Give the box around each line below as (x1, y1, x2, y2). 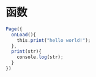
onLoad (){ (11, 32, 36, 38)
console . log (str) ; (17, 54, 64, 61)
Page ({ (6, 25, 23, 32)
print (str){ (11, 49, 42, 55)
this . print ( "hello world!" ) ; (17, 37, 91, 43)
